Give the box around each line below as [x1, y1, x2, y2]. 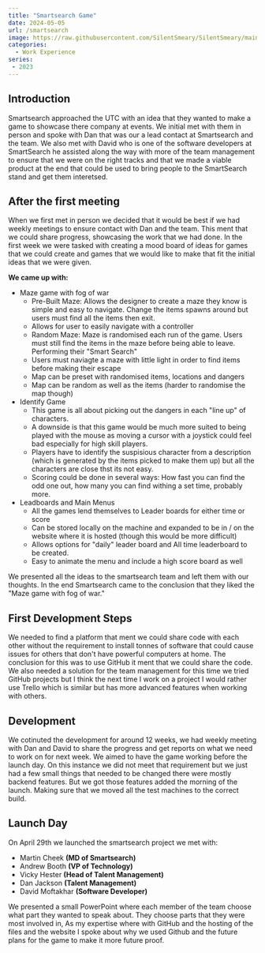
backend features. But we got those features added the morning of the [8, 777, 238, 786]
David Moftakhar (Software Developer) [19, 886, 148, 896]
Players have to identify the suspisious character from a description [31, 448, 252, 457]
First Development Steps [8, 611, 132, 625]
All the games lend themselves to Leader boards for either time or [31, 506, 245, 516]
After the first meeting [8, 194, 120, 208]
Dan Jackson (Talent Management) [19, 878, 136, 887]
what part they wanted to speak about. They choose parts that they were [8, 910, 245, 920]
